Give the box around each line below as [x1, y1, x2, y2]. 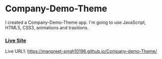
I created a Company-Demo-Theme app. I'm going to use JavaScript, [5, 19, 146, 25]
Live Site [5, 37, 26, 44]
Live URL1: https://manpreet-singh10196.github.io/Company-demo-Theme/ [5, 48, 158, 55]
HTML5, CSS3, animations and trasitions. [5, 24, 89, 30]
